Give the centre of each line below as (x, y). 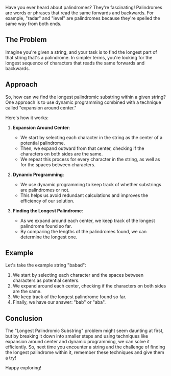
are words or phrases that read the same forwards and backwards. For (80, 13)
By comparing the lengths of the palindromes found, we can (83, 231)
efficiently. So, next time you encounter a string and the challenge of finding (85, 347)
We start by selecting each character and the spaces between (78, 275)
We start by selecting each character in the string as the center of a (91, 137)
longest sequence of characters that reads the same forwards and (75, 63)
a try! (11, 358)
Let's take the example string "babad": (46, 265)
